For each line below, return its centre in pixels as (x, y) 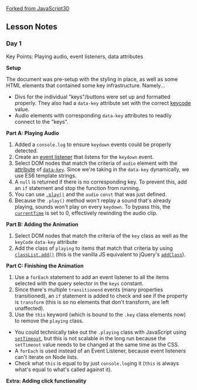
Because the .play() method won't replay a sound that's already (93, 200)
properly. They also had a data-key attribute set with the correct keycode (103, 103)
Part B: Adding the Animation (42, 224)
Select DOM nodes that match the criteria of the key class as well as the (101, 235)
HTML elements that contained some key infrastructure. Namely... (86, 85)
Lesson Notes (32, 27)
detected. (26, 150)
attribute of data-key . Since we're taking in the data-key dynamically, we (102, 169)
